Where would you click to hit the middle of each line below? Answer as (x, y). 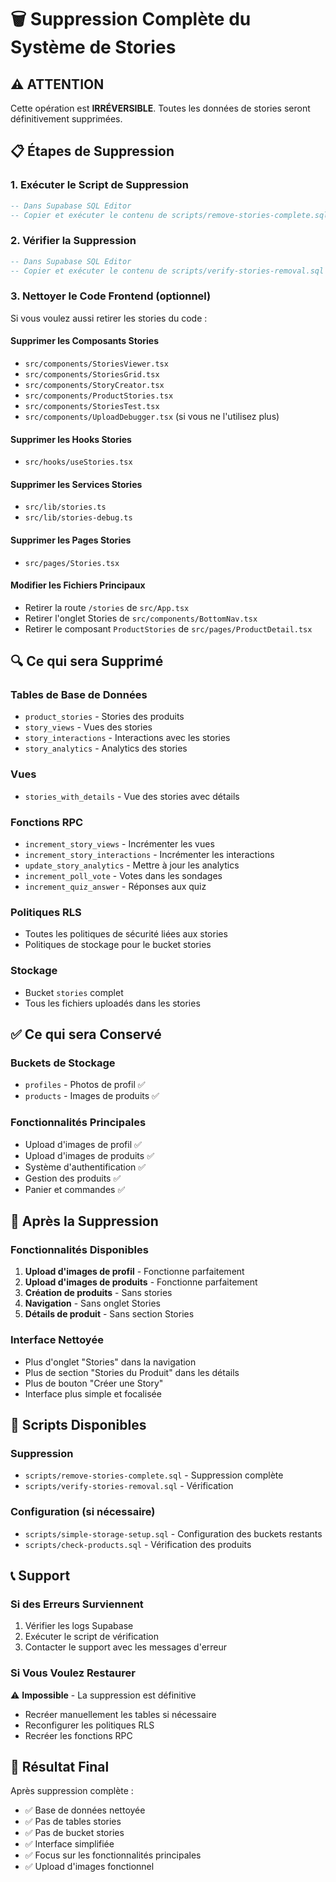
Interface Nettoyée (57, 1340)
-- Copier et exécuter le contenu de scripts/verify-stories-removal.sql (167, 271)
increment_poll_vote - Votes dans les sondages (123, 876)
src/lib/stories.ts (65, 507)
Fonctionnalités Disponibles (79, 1249)
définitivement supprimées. (66, 119)
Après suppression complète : (72, 1791)
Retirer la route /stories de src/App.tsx (107, 607)
